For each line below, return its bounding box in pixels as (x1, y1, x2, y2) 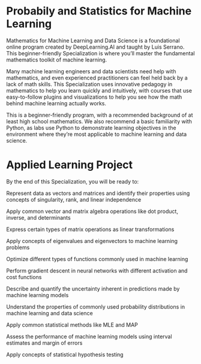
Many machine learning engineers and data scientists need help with (6, 67, 176, 75)
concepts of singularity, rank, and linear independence (6, 196, 142, 203)
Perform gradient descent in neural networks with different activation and (6, 267, 188, 274)
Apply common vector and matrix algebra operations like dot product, (6, 208, 179, 215)
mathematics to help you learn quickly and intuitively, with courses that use (6, 87, 192, 94)
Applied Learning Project (6, 158, 133, 172)
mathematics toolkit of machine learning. (6, 56, 107, 63)
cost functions (6, 273, 42, 280)
